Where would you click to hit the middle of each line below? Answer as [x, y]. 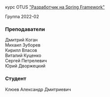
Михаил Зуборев [23, 45]
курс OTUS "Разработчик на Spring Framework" [55, 7]
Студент [16, 79]
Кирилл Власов [21, 50]
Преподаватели [25, 29]
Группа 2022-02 [22, 16]
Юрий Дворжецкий [25, 66]
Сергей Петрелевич [26, 61]
